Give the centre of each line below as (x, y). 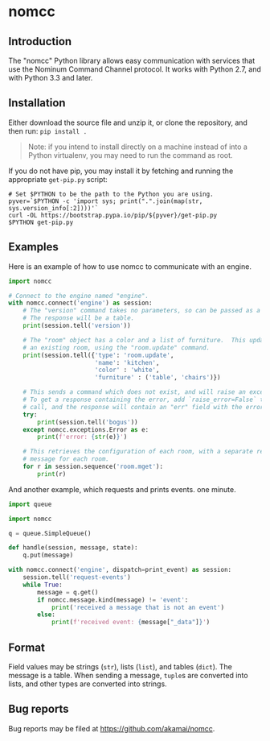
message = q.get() (68, 592)
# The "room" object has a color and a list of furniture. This (135, 340)
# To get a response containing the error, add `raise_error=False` (140, 399)
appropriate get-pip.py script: (58, 179)
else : (47, 615)
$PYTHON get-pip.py (41, 222)
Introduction (40, 41)
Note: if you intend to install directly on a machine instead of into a (137, 147)
